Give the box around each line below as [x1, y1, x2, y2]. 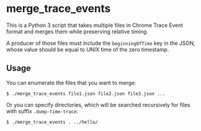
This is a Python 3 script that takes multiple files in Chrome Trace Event [6, 22, 184, 29]
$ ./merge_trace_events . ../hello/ [6, 119, 98, 125]
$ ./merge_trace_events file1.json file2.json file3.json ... [6, 90, 165, 97]
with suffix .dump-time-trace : [6, 107, 78, 115]
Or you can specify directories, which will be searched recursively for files [6, 101, 191, 108]
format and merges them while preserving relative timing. [6, 28, 149, 35]
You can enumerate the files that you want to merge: [6, 79, 137, 86]
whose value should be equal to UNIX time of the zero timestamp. [6, 45, 170, 53]
